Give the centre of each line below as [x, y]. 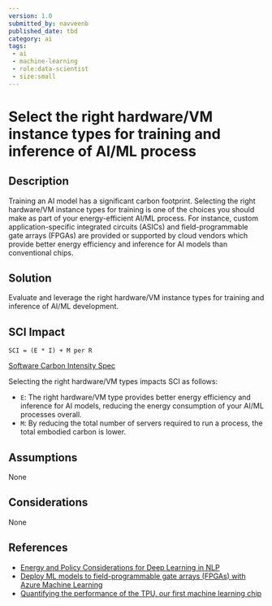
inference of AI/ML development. [64, 307]
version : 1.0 [30, 16]
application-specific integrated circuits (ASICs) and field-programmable [129, 227]
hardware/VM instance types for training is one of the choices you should [132, 209]
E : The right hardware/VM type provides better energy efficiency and [136, 397]
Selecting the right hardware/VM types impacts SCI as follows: [113, 381]
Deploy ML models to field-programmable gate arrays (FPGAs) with [133, 576]
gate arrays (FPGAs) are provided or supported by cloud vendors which [128, 235]
